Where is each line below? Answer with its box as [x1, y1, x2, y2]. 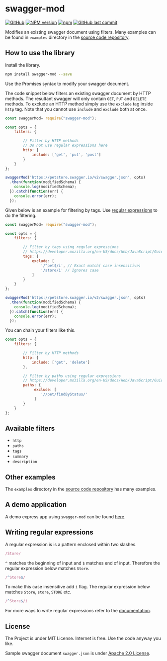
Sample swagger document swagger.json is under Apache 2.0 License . [5, 650, 151, 657]
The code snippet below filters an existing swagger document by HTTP [5, 90, 151, 96]
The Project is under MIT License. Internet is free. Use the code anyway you [5, 635, 161, 642]
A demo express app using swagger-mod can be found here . [5, 513, 126, 520]
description [12, 460, 37, 465]
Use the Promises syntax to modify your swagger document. [5, 81, 130, 87]
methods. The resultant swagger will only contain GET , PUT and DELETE [5, 95, 147, 101]
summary [12, 454, 28, 459]
